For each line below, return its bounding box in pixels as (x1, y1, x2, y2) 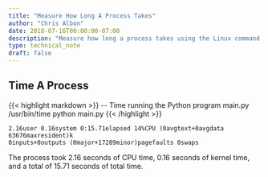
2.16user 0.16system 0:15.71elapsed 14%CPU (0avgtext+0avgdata (8, 124, 225, 133)
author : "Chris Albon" (8, 19, 84, 27)
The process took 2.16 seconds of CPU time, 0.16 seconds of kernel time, (8, 152, 250, 162)
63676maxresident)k (8, 131, 74, 139)
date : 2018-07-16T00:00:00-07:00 (8, 27, 120, 35)
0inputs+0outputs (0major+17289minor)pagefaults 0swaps (8, 138, 199, 146)
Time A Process (8, 79, 89, 93)
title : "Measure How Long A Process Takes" (8, 11, 156, 20)
